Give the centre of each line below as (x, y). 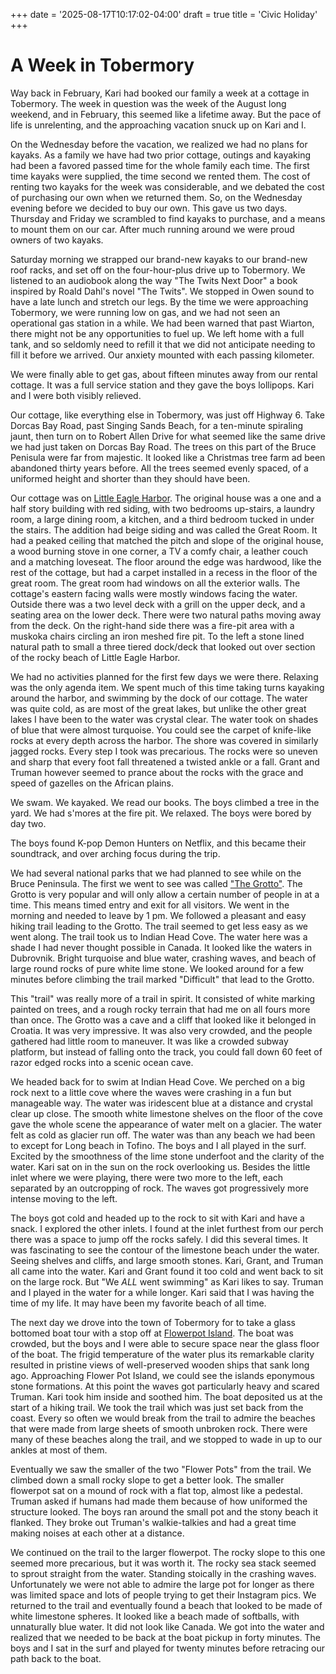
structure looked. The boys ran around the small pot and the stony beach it (164, 1511)
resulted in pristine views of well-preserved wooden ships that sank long (160, 1365)
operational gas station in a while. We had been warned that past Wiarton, (162, 323)
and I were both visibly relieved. (76, 395)
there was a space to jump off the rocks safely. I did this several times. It (159, 1239)
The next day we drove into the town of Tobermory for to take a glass (153, 1322)
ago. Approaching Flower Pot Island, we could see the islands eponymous (162, 1375)
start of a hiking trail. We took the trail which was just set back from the (157, 1407)
